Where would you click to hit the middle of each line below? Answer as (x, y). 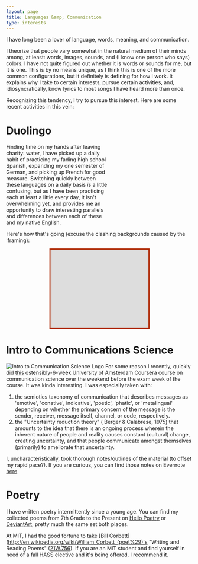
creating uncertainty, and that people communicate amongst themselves (103, 441)
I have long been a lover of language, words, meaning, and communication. (98, 40)
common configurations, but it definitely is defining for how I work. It (90, 76)
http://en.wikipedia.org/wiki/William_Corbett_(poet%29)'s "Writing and (94, 542)
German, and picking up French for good (56, 172)
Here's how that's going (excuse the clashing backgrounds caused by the (96, 234)
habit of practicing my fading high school (56, 160)
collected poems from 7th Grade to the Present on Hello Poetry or (86, 518)
